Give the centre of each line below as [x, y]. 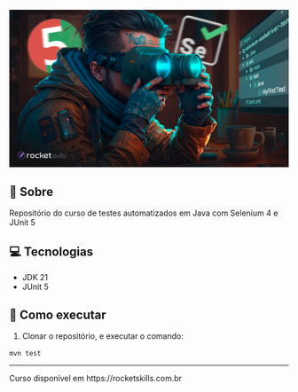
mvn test [25, 353]
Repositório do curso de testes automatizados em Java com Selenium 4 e [144, 213]
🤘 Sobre [31, 192]
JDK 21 [35, 278]
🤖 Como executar [58, 314]
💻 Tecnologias [51, 251]
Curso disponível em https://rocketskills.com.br [96, 378]
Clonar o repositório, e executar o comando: [102, 336]
